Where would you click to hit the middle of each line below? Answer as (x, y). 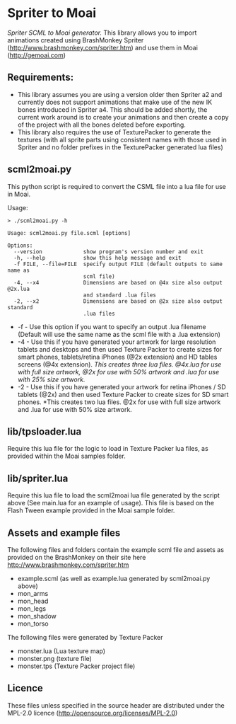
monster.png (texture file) (54, 659)
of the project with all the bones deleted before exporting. (101, 125)
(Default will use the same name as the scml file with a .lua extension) (119, 334)
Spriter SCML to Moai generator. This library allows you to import (102, 33)
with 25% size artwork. (51, 379)
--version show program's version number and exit (108, 252)
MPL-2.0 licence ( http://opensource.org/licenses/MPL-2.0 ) (93, 713)
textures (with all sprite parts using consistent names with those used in (122, 139)
